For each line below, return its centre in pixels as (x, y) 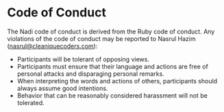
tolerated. (30, 102)
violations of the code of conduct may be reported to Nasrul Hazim (102, 38)
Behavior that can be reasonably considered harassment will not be (112, 95)
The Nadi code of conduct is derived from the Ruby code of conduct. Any (111, 31)
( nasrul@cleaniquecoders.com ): (52, 46)
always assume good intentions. (62, 88)
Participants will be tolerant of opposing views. (83, 59)
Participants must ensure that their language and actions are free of (113, 66)
